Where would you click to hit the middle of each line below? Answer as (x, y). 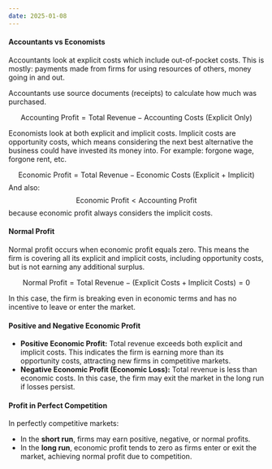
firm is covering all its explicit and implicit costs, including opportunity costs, (136, 258)
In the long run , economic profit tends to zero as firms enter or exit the (138, 448)
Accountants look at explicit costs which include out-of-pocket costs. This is (136, 60)
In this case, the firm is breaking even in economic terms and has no (123, 298)
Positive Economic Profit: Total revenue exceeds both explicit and (131, 344)
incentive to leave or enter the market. (72, 307)
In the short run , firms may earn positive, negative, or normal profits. (135, 439)
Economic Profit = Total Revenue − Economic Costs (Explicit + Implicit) (136, 175)
